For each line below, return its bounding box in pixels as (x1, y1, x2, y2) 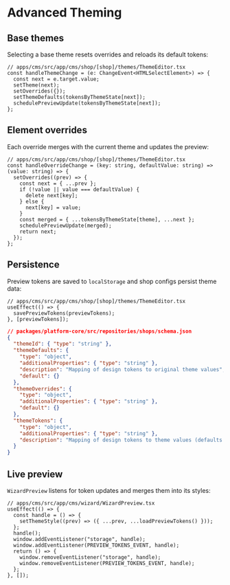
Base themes (7, 32, 65, 44)
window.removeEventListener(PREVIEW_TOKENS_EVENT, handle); (19, 560, 195, 566)
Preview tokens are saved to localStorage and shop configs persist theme (7, 277, 217, 285)
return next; (19, 228, 57, 235)
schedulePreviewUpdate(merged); (19, 222, 112, 229)
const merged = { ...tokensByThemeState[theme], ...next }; (19, 216, 195, 223)
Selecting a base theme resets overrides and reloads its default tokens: (7, 50, 209, 58)
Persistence (7, 259, 60, 271)
